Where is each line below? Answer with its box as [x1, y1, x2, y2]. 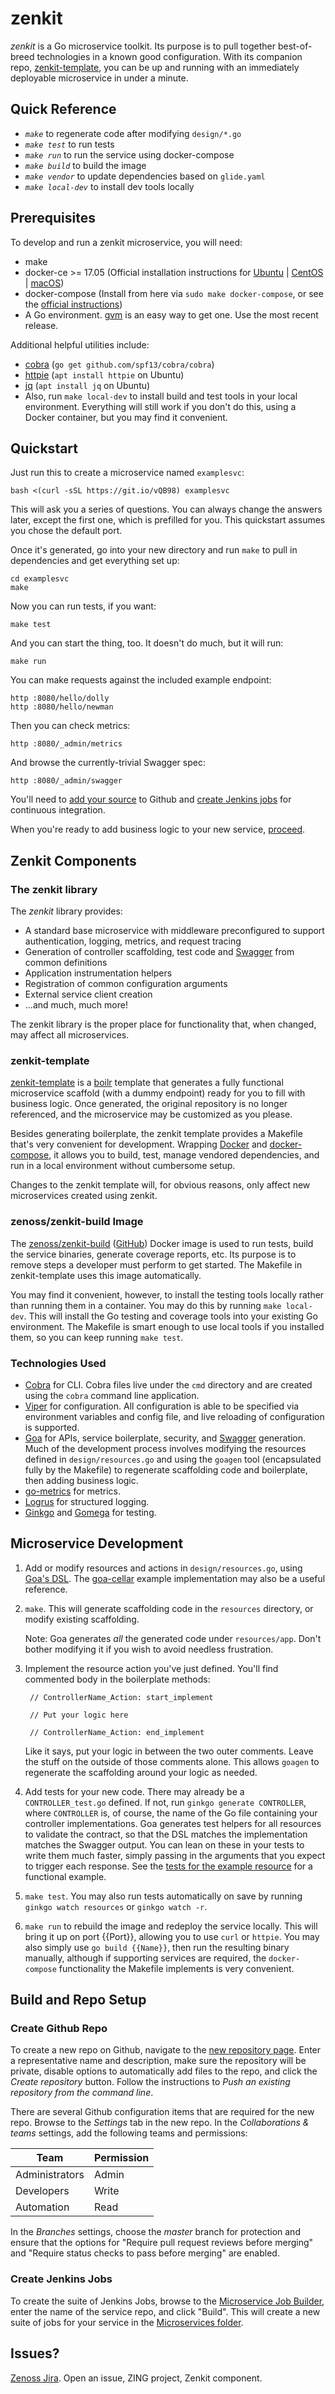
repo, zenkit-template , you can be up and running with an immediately [10, 61, 300, 73]
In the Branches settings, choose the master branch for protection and [10, 2226, 301, 2238]
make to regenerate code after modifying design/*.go [24, 127, 242, 139]
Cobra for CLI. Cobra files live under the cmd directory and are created [24, 1378, 313, 1391]
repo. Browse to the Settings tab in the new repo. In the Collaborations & [10, 2117, 310, 2129]
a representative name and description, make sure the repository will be [10, 2055, 307, 2067]
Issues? [10, 2345, 60, 2362]
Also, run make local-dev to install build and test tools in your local [24, 390, 298, 402]
